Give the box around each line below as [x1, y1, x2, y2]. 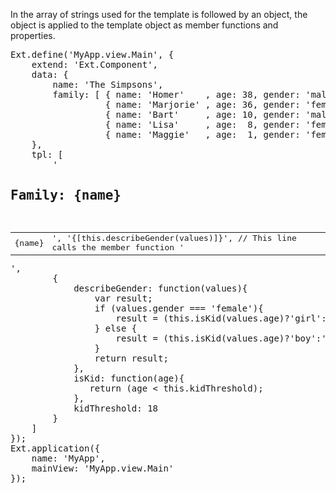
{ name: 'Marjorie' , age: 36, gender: [104, 99, 301, 110]
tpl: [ [31, 149, 64, 160]
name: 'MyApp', [31, 452, 106, 464]
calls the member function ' [51, 242, 185, 253]
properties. [10, 30, 56, 41]
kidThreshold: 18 [73, 402, 159, 414]
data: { [31, 69, 69, 80]
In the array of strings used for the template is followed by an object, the [10, 9, 308, 20]
